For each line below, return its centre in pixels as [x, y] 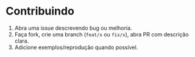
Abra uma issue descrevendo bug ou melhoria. [73, 28]
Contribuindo [40, 11]
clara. [22, 41]
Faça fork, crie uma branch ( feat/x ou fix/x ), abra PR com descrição [102, 34]
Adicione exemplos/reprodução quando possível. [76, 47]
